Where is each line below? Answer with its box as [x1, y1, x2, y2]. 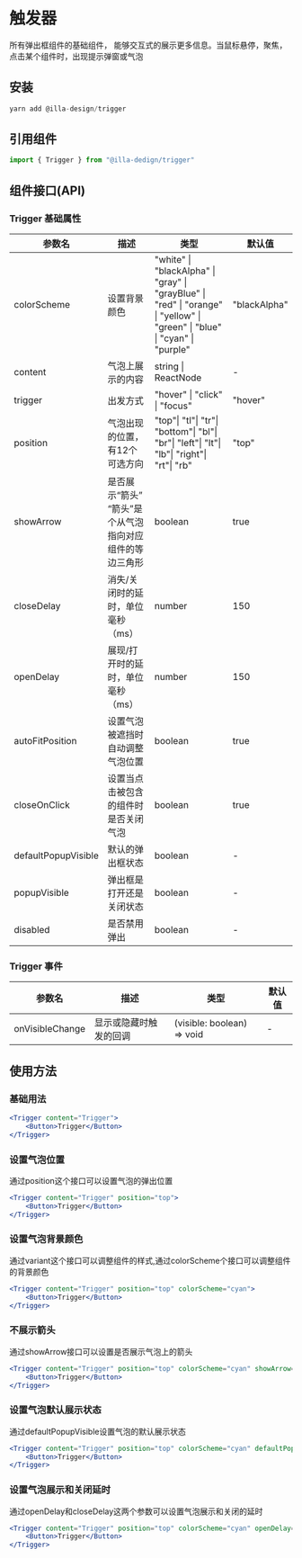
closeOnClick [13, 799, 70, 810]
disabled [13, 924, 50, 936]
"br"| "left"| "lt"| [154, 437, 222, 449]
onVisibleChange [13, 1023, 86, 1035]
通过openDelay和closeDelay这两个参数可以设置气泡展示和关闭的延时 [9, 1506, 263, 1517]
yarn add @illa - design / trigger [9, 104, 127, 113]
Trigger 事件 [9, 960, 63, 972]
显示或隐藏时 [93, 1016, 149, 1029]
